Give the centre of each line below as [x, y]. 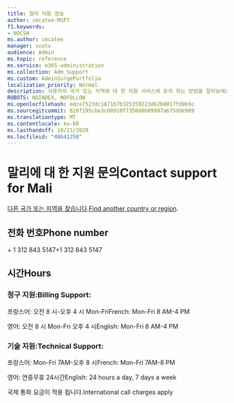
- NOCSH [18, 33]
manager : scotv [29, 46]
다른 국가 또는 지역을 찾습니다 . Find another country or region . [93, 209]
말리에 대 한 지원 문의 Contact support [112, 173]
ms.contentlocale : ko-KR [43, 124]
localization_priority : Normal [53, 85]
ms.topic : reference [37, 59]
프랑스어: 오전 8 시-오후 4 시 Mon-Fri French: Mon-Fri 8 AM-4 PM [99, 311]
